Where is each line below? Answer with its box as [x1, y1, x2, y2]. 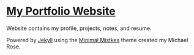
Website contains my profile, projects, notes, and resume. [6, 24, 152, 32]
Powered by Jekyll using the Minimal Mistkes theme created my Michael [6, 36, 188, 43]
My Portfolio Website [6, 4, 116, 18]
